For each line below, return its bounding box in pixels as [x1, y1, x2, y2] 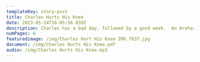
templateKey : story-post [6, 8, 68, 15]
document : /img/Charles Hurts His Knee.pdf [6, 42, 116, 48]
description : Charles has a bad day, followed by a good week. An [6, 25, 177, 31]
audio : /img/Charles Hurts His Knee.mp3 [6, 47, 108, 53]
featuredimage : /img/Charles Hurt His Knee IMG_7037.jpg [6, 36, 151, 42]
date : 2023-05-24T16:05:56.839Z [6, 19, 86, 25]
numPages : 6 [6, 31, 36, 37]
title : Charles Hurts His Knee [6, 14, 84, 20]
